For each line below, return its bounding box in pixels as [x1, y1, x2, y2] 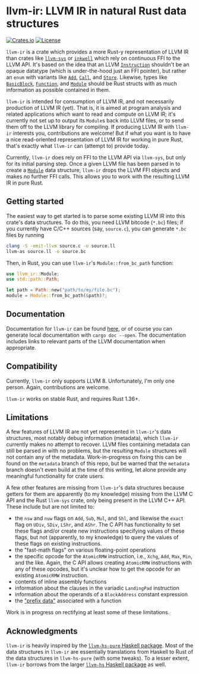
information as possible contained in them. [6, 86, 110, 93]
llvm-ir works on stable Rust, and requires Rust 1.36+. [6, 395, 140, 402]
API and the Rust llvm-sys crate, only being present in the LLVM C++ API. [6, 497, 186, 504]
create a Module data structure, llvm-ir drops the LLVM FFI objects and [6, 166, 181, 174]
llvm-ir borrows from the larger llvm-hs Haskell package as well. [6, 661, 166, 668]
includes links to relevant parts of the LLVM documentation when [6, 337, 165, 344]
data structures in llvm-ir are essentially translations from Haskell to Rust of [6, 648, 194, 655]
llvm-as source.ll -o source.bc [6, 248, 86, 254]
